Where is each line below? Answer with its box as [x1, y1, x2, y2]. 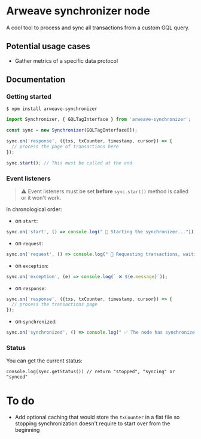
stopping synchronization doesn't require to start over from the [14, 420, 170, 427]
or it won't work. [20, 194, 62, 201]
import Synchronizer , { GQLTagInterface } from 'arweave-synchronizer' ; [6, 117, 191, 123]
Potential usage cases [6, 41, 91, 51]
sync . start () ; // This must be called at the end [6, 160, 133, 166]
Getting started [6, 93, 52, 101]
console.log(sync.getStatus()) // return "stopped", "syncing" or [6, 369, 175, 375]
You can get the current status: [6, 357, 83, 364]
